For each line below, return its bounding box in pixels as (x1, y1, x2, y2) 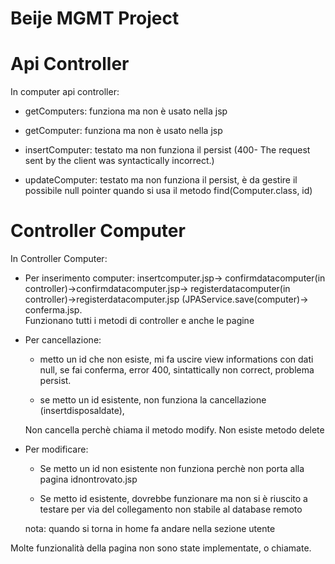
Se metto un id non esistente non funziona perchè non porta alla (39, 463, 305, 475)
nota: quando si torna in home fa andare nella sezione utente (24, 523, 276, 535)
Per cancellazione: (24, 334, 102, 346)
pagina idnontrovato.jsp (39, 473, 138, 486)
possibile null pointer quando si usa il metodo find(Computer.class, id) (24, 185, 313, 197)
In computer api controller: (10, 86, 120, 98)
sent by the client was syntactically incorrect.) (24, 155, 215, 167)
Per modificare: (24, 443, 89, 456)
